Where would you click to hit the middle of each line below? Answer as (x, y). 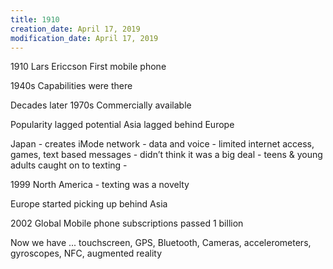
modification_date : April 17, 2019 (84, 38)
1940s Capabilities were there (71, 86)
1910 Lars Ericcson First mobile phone (88, 67)
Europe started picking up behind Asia (89, 204)
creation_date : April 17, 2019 (75, 29)
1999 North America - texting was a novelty (100, 185)
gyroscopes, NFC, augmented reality (86, 253)
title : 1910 (35, 19)
